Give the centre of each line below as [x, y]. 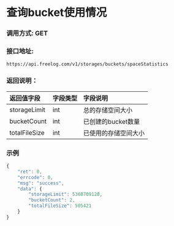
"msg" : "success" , [41, 183]
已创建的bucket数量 [112, 121]
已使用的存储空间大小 [114, 133]
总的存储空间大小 [108, 110]
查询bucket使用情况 [57, 13]
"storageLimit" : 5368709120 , [66, 194]
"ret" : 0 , [30, 171]
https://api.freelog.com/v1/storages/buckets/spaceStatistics [87, 64]
